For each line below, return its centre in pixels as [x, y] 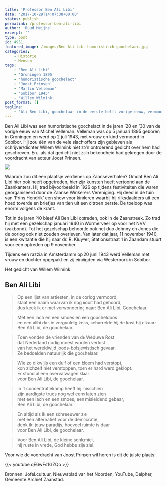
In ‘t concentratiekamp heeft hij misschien [60, 388]
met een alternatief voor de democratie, [58, 419]
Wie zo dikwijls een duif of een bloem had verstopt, [70, 363]
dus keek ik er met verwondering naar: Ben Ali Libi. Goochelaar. [82, 308]
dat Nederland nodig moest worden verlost [61, 342]
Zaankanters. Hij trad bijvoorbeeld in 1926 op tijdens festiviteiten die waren [82, 187]
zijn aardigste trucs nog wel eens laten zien [62, 394]
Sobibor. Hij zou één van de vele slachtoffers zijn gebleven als [69, 142]
